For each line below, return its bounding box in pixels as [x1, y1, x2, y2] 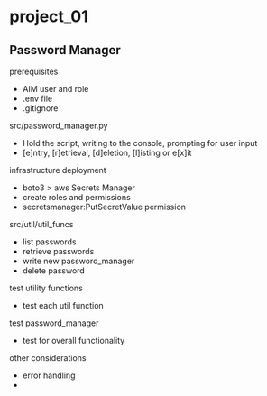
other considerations [9, 353, 87, 363]
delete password [22, 265, 86, 276]
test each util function [22, 300, 104, 310]
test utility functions [9, 282, 83, 293]
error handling [22, 370, 76, 381]
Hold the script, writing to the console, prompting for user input [22, 138, 258, 148]
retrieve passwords [22, 246, 95, 256]
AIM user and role [22, 84, 89, 94]
